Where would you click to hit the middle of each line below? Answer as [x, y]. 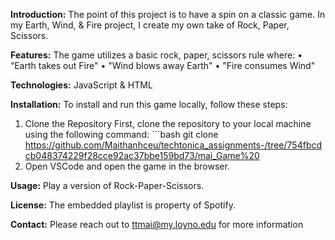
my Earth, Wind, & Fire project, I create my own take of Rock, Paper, [150, 25]
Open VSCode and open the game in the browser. [127, 166]
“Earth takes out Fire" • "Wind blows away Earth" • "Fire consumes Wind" [163, 65]
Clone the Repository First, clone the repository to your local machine [168, 123]
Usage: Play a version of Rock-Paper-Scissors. [107, 185]
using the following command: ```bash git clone [121, 134]
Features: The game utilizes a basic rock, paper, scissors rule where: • [156, 55]
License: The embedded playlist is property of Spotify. [123, 205]
